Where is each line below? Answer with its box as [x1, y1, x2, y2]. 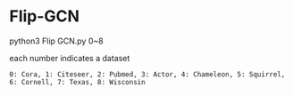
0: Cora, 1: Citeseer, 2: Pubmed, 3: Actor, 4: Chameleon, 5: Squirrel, [9, 69, 286, 79]
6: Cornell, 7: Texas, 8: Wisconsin [9, 77, 146, 86]
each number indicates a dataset [9, 52, 130, 63]
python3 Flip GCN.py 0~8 [9, 36, 105, 46]
